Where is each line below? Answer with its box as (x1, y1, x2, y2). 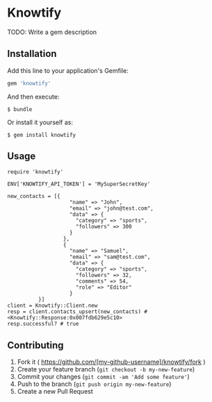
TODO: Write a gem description (7, 28, 97, 36)
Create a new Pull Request (17, 387, 94, 396)
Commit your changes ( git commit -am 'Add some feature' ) (17, 373, 190, 381)
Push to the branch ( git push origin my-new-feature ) (17, 380, 172, 388)
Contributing (7, 339, 64, 351)
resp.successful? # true (7, 321, 79, 328)
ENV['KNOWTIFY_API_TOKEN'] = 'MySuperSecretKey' (7, 181, 151, 188)
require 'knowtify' (7, 169, 64, 176)
